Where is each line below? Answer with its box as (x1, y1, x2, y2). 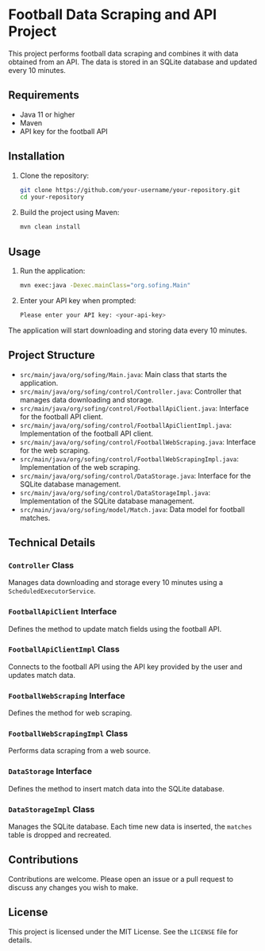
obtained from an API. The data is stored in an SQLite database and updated (8, 57, 258, 67)
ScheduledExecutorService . (8, 586, 96, 596)
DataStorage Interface (8, 766, 93, 777)
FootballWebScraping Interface (8, 690, 125, 701)
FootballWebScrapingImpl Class (8, 728, 129, 739)
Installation (8, 149, 65, 164)
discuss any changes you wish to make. (8, 883, 139, 892)
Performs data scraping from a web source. (8, 746, 151, 756)
